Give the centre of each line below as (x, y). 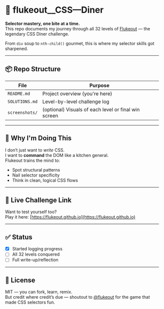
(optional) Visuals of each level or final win (91, 110)
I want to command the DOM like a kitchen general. (57, 155)
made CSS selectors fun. (30, 302)
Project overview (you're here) (77, 93)
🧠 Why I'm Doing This (38, 138)
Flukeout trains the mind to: (32, 160)
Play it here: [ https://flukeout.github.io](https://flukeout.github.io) (70, 217)
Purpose (100, 85)
